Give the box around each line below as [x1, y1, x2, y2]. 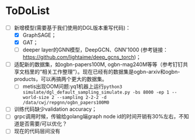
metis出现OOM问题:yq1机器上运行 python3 [22, 83, 123, 90]
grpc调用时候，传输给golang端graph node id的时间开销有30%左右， [13, 113, 179, 120]
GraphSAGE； [22, 32, 57, 39]
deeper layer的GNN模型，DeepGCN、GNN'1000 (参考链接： [22, 46, 169, 53]
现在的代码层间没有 [13, 128, 61, 135]
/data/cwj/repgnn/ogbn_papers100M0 [22, 100, 109, 106]
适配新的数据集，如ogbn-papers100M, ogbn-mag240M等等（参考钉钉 [13, 61, 183, 68]
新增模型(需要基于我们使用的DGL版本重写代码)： [13, 24, 131, 31]
